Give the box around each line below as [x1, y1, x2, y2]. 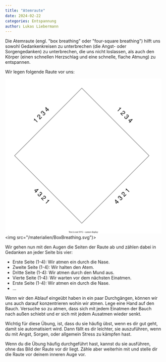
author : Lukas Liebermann [5, 24, 58, 29]
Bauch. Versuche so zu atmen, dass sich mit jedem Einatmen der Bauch [5, 306, 152, 312]
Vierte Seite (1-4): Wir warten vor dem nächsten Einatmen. [12, 275, 132, 281]
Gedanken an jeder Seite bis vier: [5, 249, 73, 255]
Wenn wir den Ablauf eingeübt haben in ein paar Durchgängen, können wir [5, 295, 158, 301]
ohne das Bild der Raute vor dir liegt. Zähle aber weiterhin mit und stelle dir [5, 346, 158, 352]
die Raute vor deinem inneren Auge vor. [5, 352, 86, 358]
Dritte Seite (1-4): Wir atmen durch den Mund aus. [12, 269, 115, 276]
